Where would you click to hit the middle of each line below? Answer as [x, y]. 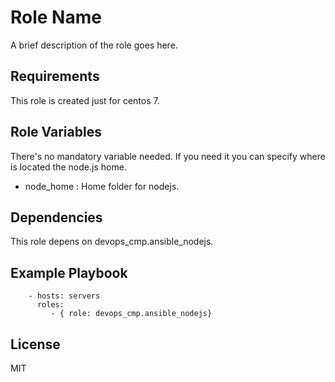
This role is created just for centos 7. [85, 100]
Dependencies [56, 217]
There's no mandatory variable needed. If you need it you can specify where [168, 156]
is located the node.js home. [68, 167]
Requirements [55, 76]
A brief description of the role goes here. [94, 45]
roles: [50, 305]
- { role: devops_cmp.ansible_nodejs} [131, 314]
